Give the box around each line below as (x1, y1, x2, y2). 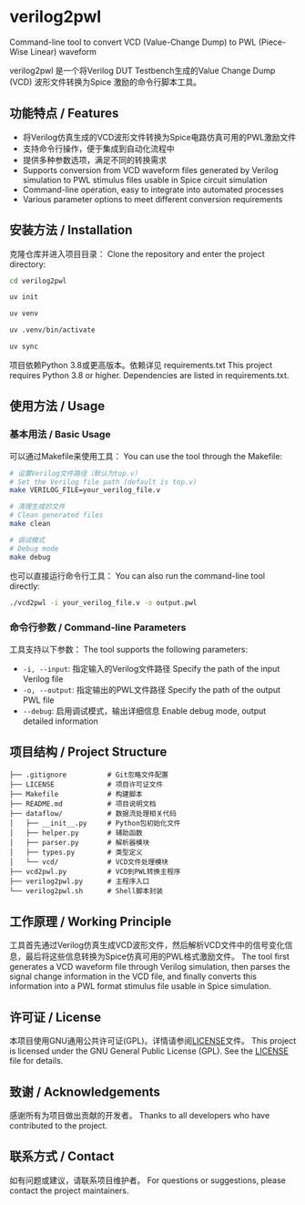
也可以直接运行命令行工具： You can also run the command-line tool (9, 570, 266, 581)
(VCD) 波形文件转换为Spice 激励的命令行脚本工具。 (9, 76, 202, 88)
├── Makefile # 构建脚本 (9, 790, 143, 799)
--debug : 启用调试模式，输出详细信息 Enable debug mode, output (22, 705, 267, 716)
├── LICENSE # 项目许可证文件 (9, 780, 164, 789)
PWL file (22, 695, 55, 705)
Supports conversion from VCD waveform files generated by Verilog (22, 164, 279, 175)
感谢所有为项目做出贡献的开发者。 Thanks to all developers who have (9, 1109, 270, 1120)
